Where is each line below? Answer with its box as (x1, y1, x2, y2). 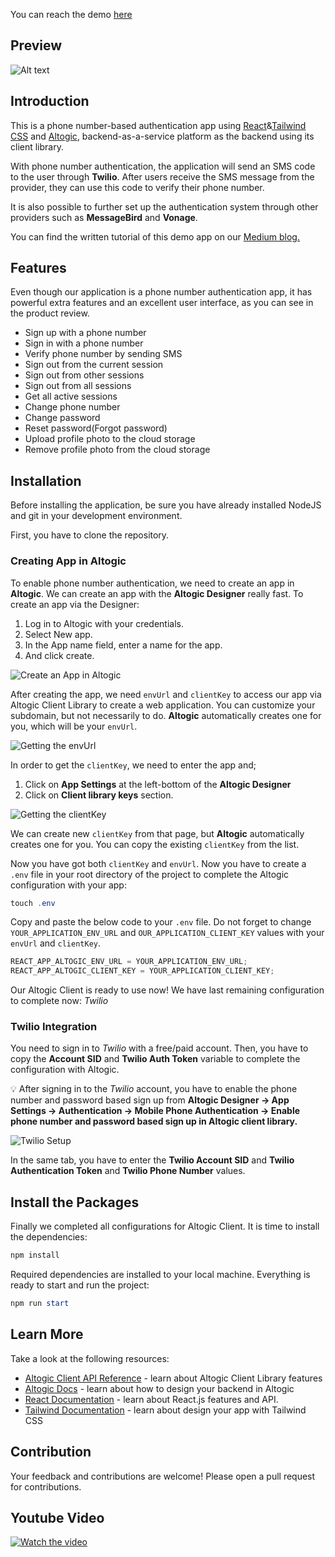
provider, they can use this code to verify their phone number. (10, 181, 265, 193)
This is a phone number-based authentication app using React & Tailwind (10, 119, 307, 131)
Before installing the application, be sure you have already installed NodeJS (10, 499, 322, 511)
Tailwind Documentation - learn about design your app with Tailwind (24, 1404, 307, 1416)
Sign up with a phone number (24, 327, 147, 339)
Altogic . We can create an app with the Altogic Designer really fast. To (10, 587, 304, 599)
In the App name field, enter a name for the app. (24, 639, 223, 651)
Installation (10, 472, 82, 489)
